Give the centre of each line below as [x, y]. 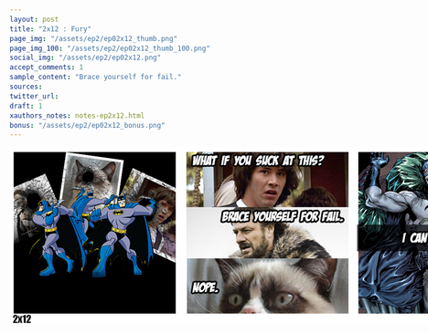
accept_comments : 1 [47, 68]
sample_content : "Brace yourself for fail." [96, 78]
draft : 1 [26, 106]
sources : [26, 87]
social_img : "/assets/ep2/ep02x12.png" [86, 58]
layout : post [34, 19]
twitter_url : [34, 96]
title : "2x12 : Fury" [51, 29]
